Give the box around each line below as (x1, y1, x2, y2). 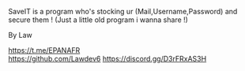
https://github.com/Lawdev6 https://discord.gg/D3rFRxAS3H (8, 54, 207, 63)
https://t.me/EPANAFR (8, 46, 81, 54)
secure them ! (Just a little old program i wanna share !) (8, 15, 188, 24)
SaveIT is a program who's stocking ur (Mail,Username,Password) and (8, 7, 238, 16)
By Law (8, 31, 33, 39)
